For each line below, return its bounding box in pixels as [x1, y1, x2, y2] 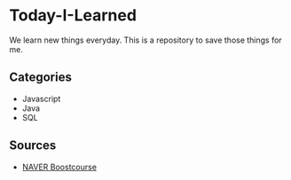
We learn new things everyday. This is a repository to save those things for [9, 35, 282, 45]
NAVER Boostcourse [21, 161, 98, 172]
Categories [9, 70, 73, 85]
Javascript [21, 93, 61, 104]
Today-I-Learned [9, 5, 138, 26]
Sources [9, 138, 57, 153]
